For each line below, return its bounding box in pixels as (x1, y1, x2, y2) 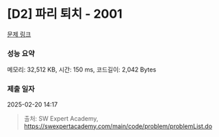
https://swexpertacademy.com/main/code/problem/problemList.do (23, 122, 213, 130)
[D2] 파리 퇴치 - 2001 (7, 6, 123, 22)
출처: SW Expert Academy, (23, 114, 99, 123)
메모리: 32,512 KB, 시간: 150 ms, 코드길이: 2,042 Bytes (7, 65, 157, 74)
